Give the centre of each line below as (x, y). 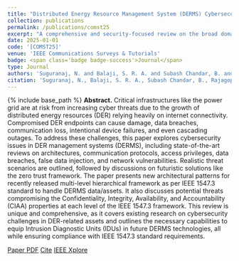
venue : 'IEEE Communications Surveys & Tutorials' (84, 54)
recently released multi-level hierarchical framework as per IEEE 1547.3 (111, 183)
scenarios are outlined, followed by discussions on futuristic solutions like (115, 169)
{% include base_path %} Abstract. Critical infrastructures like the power (115, 100)
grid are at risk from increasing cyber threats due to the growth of (104, 108)
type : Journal (28, 67)
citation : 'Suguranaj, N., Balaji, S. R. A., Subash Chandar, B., (108, 80)
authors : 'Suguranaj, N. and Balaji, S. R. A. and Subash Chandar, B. (114, 73)
